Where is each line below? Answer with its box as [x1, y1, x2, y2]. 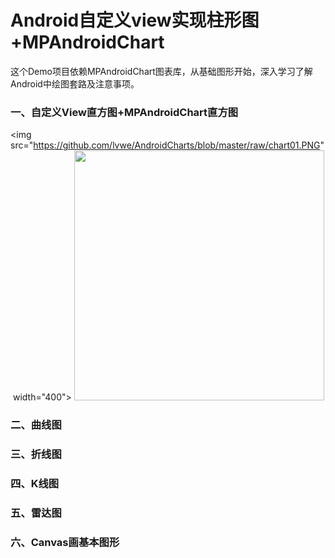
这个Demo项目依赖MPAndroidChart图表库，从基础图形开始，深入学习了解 [10, 65, 313, 77]
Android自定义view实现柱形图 [10, 9, 260, 32]
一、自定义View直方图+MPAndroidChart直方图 [10, 105, 239, 119]
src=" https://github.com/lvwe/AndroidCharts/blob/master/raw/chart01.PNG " [10, 139, 325, 151]
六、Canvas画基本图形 [10, 535, 120, 549]
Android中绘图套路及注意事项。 [10, 77, 140, 90]
